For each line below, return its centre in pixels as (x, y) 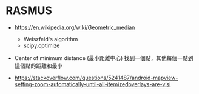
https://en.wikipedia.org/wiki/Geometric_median (75, 27)
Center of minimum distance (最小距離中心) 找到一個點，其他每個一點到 (104, 58)
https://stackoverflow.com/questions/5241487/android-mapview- (96, 78)
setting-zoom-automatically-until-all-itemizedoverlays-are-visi (93, 84)
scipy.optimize (42, 45)
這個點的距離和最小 (39, 65)
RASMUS (29, 11)
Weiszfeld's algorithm (51, 39)
